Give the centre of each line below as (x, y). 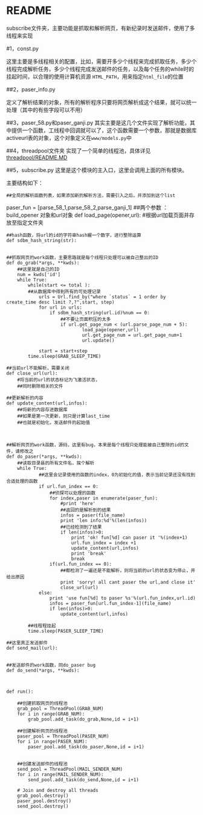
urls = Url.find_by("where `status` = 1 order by (102, 297)
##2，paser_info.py (31, 89)
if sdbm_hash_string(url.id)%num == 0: (99, 312)
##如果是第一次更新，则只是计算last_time (63, 416)
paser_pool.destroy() (44, 801)
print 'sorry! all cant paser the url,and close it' (128, 582)
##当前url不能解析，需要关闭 (38, 368)
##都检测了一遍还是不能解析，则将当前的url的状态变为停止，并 (128, 570)
